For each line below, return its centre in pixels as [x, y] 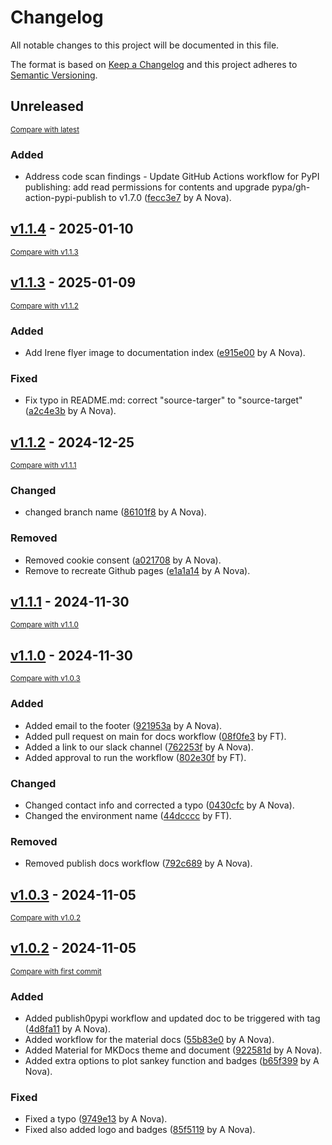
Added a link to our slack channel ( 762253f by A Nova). [139, 747]
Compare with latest [45, 129]
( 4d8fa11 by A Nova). [67, 1029]
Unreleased [47, 106]
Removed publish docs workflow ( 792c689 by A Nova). [138, 863]
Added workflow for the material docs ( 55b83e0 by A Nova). [149, 1040]
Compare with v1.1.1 [43, 466]
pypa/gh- [291, 187]
